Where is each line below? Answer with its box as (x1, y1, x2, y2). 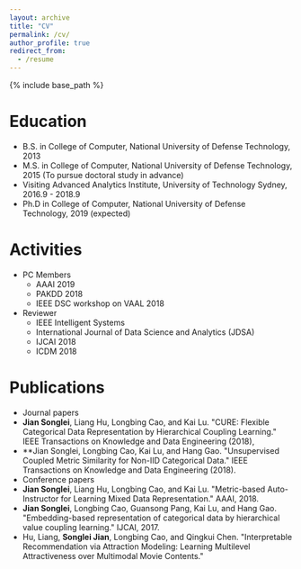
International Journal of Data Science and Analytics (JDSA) (35, 326, 255, 338)
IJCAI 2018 (35, 336, 76, 347)
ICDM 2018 (35, 346, 77, 357)
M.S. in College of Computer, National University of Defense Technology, (22, 159, 293, 171)
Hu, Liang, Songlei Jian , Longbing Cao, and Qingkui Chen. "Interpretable (22, 531, 293, 542)
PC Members (22, 269, 72, 280)
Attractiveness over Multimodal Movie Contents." (22, 550, 204, 561)
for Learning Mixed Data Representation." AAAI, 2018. (60, 492, 259, 504)
